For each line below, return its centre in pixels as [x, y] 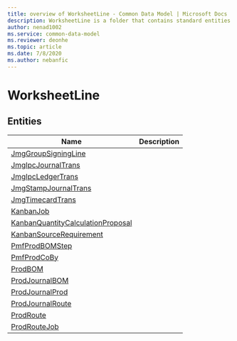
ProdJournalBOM [40, 280]
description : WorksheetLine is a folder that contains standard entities [119, 21]
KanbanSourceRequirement [57, 234]
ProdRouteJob [35, 326]
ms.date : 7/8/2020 [35, 54]
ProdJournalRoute [41, 303]
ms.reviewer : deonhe [38, 40]
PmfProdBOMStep [42, 246]
